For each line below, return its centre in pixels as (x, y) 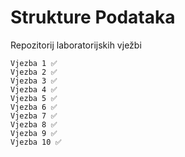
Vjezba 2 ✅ (34, 72)
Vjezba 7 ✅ (34, 116)
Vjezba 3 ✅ (34, 81)
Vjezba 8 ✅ (34, 124)
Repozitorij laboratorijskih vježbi (76, 45)
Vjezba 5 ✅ (34, 98)
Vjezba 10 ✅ (36, 142)
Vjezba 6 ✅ (34, 107)
